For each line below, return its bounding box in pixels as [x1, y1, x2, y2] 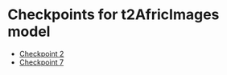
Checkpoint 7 [19, 57, 64, 67]
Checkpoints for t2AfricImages [7, 6, 220, 24]
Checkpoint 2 [19, 49, 64, 58]
